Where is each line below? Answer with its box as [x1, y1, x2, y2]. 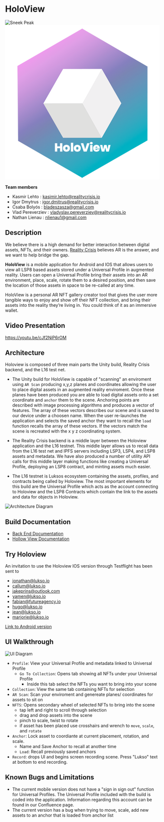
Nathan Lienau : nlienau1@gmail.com [12, 214, 87, 220]
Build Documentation [5, 518, 71, 526]
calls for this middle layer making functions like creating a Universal [12, 458, 148, 464]
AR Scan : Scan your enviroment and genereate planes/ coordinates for [12, 691, 153, 697]
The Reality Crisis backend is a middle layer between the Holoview [12, 438, 147, 444]
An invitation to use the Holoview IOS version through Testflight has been [5, 563, 153, 569]
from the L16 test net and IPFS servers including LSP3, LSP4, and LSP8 [12, 448, 156, 454]
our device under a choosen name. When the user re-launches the [12, 412, 147, 419]
